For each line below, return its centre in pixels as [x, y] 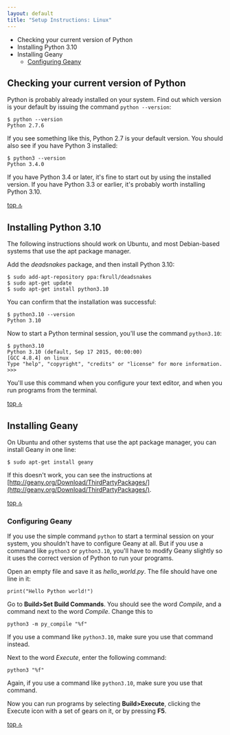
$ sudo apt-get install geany [50, 462]
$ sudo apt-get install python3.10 [58, 289]
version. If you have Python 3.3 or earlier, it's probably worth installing [106, 185]
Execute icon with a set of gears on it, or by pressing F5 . [87, 711]
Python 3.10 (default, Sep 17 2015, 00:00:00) [75, 352]
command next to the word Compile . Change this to [80, 612]
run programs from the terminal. [53, 391]
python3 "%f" [26, 670]
